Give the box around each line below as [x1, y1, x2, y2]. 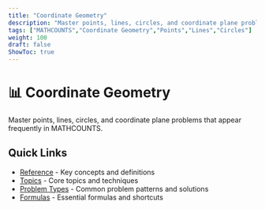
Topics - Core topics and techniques [19, 175, 139, 185]
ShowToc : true [8, 48, 55, 56]
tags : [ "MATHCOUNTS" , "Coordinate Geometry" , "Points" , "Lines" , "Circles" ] [8, 26, 252, 34]
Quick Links [8, 147, 68, 160]
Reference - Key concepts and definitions [19, 167, 155, 177]
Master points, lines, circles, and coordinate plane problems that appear [8, 115, 242, 125]
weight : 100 [8, 33, 47, 42]
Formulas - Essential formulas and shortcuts [19, 192, 164, 202]
